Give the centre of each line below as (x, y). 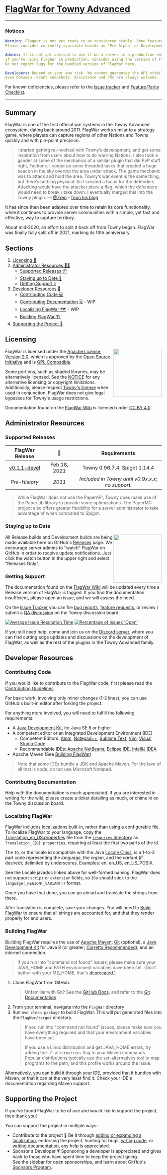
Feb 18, (59, 465)
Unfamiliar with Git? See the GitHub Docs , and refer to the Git (87, 992)
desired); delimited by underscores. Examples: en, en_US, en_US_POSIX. (80, 863)
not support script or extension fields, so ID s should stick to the (71, 878)
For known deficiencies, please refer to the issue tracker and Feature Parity (82, 87)
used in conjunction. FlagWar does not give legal (55, 392)
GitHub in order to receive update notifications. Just (58, 553)
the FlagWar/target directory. (42, 1018)
